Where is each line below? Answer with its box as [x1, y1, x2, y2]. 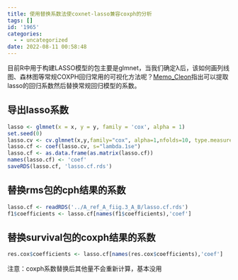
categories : [7, 30, 42, 38]
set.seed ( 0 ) [7, 130, 42, 137]
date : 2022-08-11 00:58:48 [7, 43, 87, 50]
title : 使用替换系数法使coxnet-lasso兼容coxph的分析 [7, 10, 152, 18]
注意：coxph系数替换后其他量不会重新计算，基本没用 [7, 264, 162, 273]
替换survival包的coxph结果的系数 [7, 231, 156, 243]
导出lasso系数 [7, 104, 69, 116]
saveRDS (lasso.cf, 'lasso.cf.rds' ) [7, 163, 113, 170]
